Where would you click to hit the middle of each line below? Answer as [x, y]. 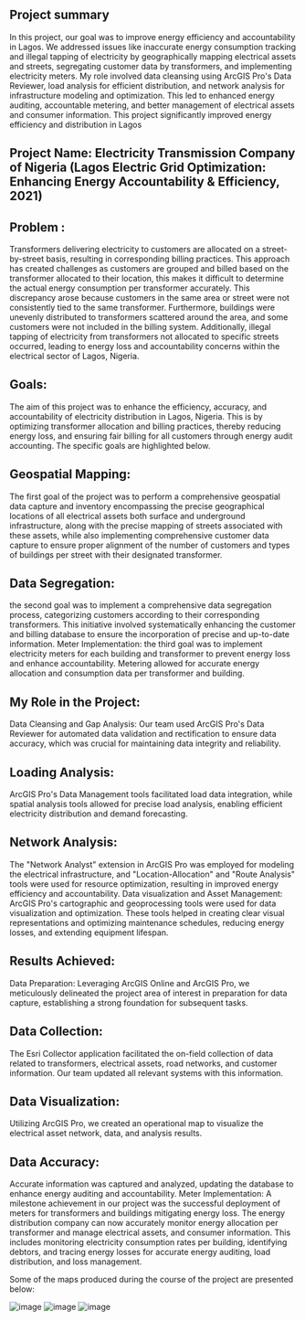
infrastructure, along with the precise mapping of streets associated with [146, 526]
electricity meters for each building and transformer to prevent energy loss [150, 654]
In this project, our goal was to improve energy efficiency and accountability [152, 37]
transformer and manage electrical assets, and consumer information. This [150, 1232]
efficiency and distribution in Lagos [76, 124]
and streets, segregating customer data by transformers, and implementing [151, 66]
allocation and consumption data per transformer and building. [127, 673]
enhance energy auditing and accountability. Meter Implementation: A [141, 1194]
